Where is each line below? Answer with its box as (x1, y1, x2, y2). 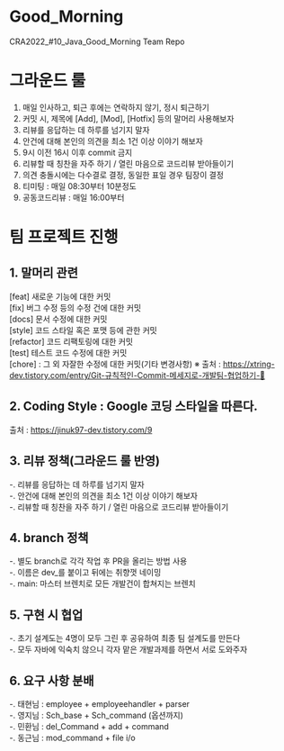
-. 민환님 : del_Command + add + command (9, 720, 169, 731)
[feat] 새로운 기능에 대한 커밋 (9, 291, 111, 302)
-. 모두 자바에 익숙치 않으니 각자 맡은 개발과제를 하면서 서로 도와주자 (9, 644, 248, 655)
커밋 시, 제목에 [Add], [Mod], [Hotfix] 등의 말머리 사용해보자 (22, 113, 235, 123)
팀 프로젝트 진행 (9, 227, 119, 248)
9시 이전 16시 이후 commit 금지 (22, 147, 133, 158)
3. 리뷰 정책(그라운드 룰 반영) (9, 453, 160, 469)
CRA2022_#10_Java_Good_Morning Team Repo (9, 36, 185, 47)
